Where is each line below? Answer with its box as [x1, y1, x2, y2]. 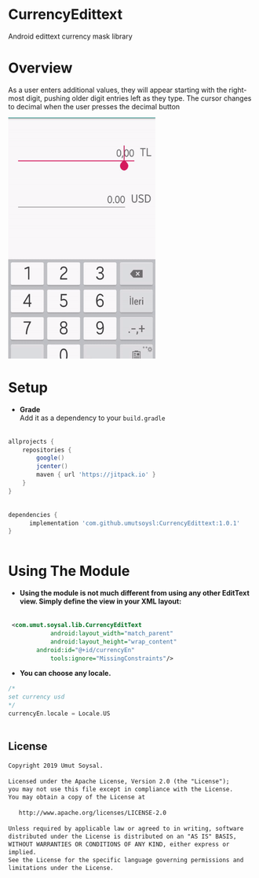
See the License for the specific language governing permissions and [8, 856, 244, 864]
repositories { [22, 446, 72, 454]
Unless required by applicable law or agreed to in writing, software [8, 825, 244, 832]
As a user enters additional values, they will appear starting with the [8, 85, 228, 94]
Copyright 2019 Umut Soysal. [8, 762, 104, 769]
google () [36, 454, 65, 462]
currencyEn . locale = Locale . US [8, 710, 111, 718]
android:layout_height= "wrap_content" [49, 637, 177, 646]
